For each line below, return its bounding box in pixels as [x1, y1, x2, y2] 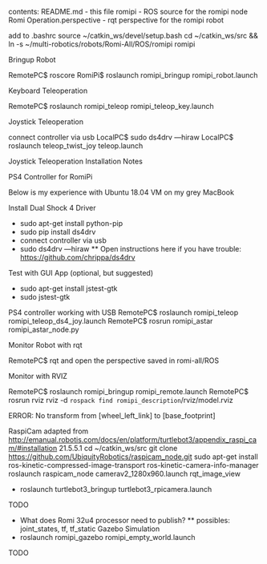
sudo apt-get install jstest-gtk [19, 284, 118, 293]
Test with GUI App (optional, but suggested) [8, 268, 154, 277]
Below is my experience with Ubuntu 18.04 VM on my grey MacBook [8, 187, 235, 197]
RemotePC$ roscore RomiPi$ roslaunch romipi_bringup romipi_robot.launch [8, 70, 258, 79]
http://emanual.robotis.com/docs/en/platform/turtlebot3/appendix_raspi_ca [8, 435, 257, 444]
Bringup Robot [8, 55, 56, 64]
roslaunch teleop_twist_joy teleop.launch [8, 141, 144, 151]
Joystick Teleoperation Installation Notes [8, 156, 143, 166]
